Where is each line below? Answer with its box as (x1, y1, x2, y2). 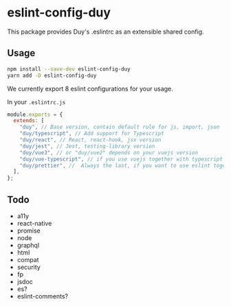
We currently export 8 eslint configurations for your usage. (7, 84, 173, 93)
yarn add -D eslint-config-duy (7, 72, 97, 79)
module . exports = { (7, 111, 63, 118)
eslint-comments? (16, 292, 69, 300)
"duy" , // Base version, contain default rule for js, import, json (19, 123, 220, 131)
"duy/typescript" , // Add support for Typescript (19, 130, 165, 137)
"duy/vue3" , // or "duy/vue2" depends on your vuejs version (19, 149, 198, 156)
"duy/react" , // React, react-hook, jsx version (19, 137, 162, 143)
